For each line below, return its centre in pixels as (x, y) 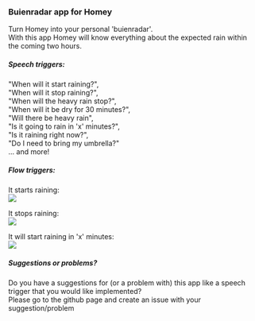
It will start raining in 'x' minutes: (61, 237)
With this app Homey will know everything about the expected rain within (128, 37)
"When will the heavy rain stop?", (62, 101)
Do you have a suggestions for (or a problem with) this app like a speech (127, 283)
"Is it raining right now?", (48, 135)
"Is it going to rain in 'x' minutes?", (64, 126)
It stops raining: (34, 214)
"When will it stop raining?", (53, 93)
